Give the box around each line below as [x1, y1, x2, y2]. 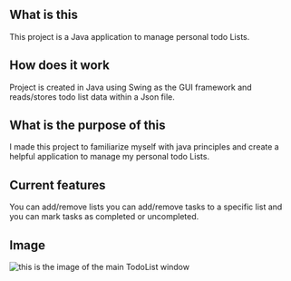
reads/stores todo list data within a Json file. [9, 91, 175, 102]
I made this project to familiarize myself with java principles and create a [9, 141, 279, 152]
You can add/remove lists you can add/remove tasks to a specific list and [9, 201, 283, 212]
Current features [9, 177, 106, 193]
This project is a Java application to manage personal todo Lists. [9, 31, 250, 42]
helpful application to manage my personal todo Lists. [9, 151, 210, 162]
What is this [9, 7, 79, 23]
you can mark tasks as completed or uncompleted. [9, 211, 199, 222]
